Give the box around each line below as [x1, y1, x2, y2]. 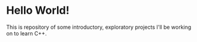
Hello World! [6, 4, 70, 17]
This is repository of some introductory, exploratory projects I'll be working [6, 23, 192, 31]
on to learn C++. [6, 29, 47, 37]
